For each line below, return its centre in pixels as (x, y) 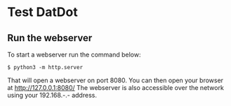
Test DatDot (43, 12)
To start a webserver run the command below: (74, 54)
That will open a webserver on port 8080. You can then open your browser (115, 80)
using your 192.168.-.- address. (52, 95)
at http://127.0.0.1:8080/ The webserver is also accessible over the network (116, 88)
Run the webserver (50, 38)
